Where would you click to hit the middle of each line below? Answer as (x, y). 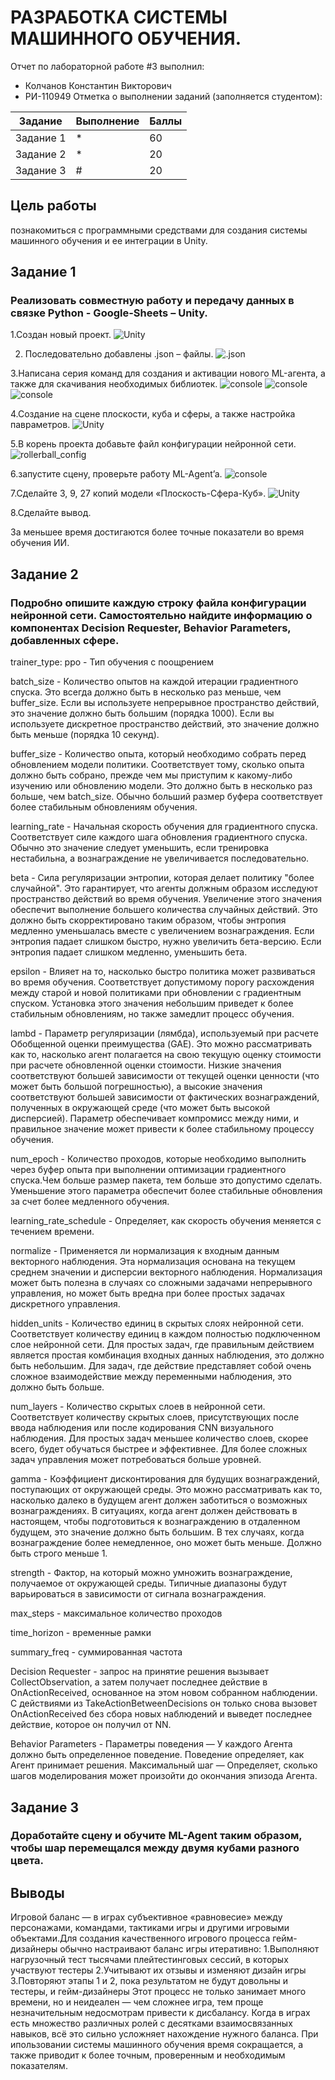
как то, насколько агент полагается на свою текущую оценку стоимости (166, 1055)
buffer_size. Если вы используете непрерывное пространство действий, (165, 703)
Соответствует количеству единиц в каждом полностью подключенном (165, 1334)
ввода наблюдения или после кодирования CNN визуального (142, 1428)
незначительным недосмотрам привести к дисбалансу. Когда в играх (160, 2013)
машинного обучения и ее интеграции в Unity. (109, 240)
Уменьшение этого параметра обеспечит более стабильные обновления (166, 1191)
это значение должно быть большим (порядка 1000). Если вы (142, 713)
